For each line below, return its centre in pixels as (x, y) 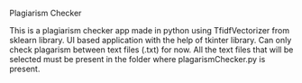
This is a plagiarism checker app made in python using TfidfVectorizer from (150, 30)
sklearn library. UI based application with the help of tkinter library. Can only (151, 40)
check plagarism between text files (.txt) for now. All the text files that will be (151, 50)
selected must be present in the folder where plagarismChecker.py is (137, 59)
